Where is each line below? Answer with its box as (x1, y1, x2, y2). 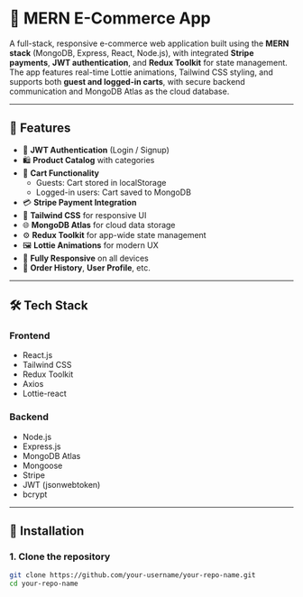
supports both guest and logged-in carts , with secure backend (9, 76, 245, 87)
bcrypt (22, 489, 48, 500)
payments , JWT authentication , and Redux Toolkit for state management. (9, 57, 289, 68)
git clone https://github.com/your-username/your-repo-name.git (9, 571, 256, 580)
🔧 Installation (9, 523, 85, 539)
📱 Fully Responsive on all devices (22, 253, 149, 263)
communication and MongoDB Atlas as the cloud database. (9, 86, 230, 96)
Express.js (22, 441, 61, 452)
